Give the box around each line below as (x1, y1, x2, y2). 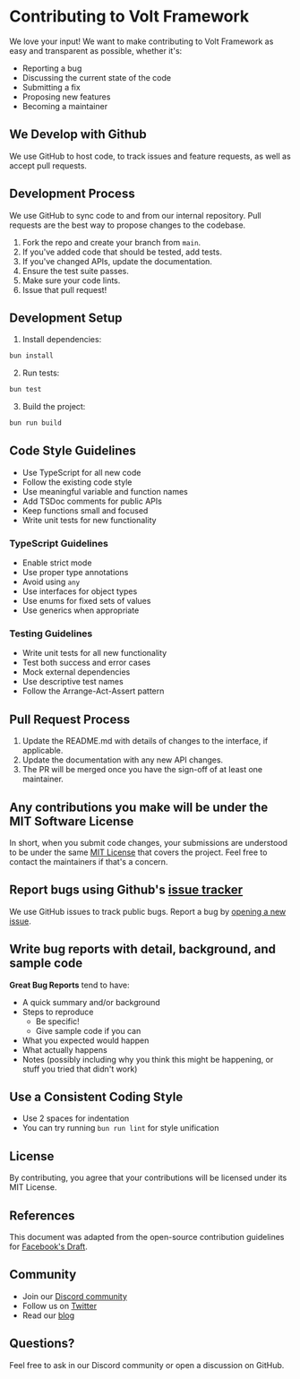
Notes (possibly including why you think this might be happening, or (21, 1054, 274, 1064)
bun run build (9, 418, 63, 427)
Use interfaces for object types (21, 586, 138, 597)
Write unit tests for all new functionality (21, 648, 167, 659)
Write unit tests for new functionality (21, 514, 157, 525)
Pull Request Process (9, 711, 131, 727)
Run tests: (21, 367, 60, 378)
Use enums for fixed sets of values (21, 596, 151, 607)
